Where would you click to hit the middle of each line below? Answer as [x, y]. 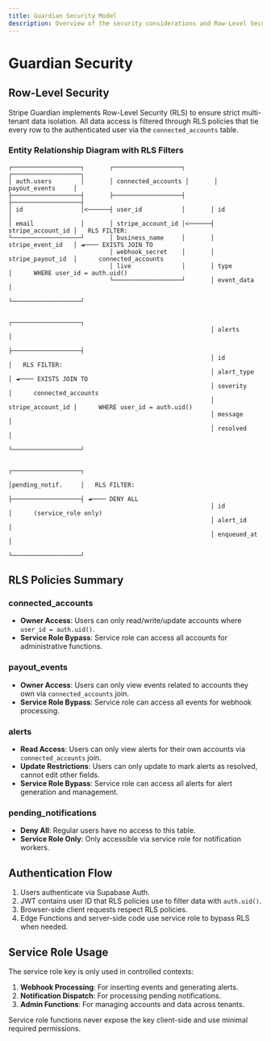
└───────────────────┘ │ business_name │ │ [112, 238]
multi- [252, 112]
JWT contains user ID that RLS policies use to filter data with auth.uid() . [141, 901]
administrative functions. [61, 646]
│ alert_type [232, 372]
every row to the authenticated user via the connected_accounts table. [124, 129]
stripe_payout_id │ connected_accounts [86, 259]
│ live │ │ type [171, 266]
